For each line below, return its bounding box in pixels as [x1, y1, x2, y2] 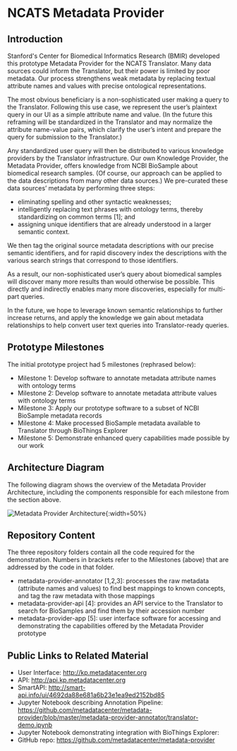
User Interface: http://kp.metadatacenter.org [17, 668, 147, 677]
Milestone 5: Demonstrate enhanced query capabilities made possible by [17, 434, 230, 442]
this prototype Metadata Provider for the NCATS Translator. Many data [7, 59, 212, 68]
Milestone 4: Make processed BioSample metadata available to [17, 418, 201, 427]
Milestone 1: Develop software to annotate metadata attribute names [17, 374, 217, 382]
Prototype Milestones [7, 341, 104, 353]
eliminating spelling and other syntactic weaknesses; [17, 197, 171, 206]
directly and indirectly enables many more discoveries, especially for [7, 285, 207, 293]
